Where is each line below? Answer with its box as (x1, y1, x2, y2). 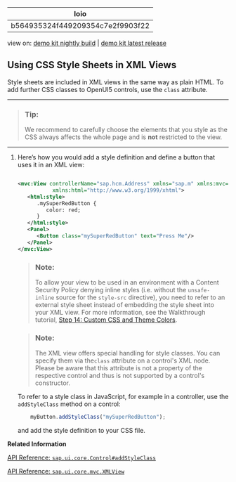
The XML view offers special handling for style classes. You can (34, 349, 221, 358)
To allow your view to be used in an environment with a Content (34, 278, 219, 287)
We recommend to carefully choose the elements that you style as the (24, 126, 228, 134)
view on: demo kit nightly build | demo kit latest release (7, 39, 167, 47)
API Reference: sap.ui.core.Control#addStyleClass (7, 453, 157, 462)
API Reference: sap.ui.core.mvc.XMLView (7, 467, 125, 476)
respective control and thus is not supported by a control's (34, 372, 205, 380)
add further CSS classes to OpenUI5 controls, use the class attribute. (7, 85, 208, 93)
